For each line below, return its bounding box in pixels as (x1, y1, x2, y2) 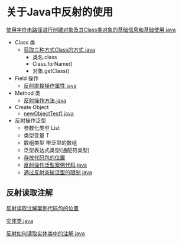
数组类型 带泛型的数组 (23, 139, 77, 146)
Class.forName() (32, 60, 73, 67)
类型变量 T (23, 132, 50, 139)
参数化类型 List (23, 124, 60, 131)
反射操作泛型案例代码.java (23, 161, 87, 168)
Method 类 (14, 89, 41, 97)
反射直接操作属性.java (23, 82, 77, 89)
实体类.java (6, 217, 34, 224)
